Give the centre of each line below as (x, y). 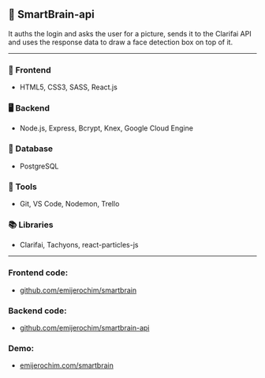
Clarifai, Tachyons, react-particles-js (79, 245)
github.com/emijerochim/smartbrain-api (84, 327)
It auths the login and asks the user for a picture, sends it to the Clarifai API (130, 33)
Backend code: (37, 311)
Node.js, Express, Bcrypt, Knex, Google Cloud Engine (106, 128)
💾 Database (31, 149)
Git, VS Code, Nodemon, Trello (69, 204)
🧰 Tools (22, 187)
